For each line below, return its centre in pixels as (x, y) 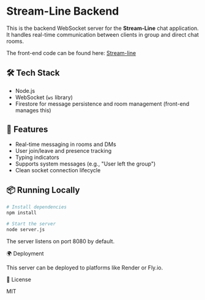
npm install (21, 213)
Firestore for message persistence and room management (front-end (102, 104)
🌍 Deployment (25, 253)
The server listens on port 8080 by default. (61, 241)
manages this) (33, 110)
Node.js (25, 90)
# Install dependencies (37, 207)
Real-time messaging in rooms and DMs (65, 144)
